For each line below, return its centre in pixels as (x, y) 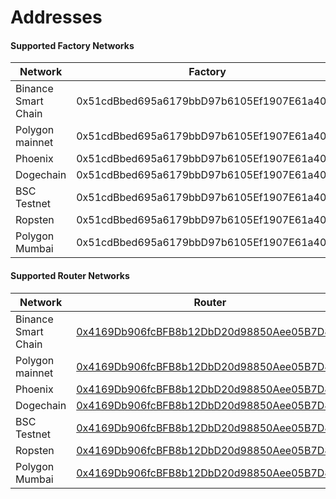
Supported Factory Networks (72, 45)
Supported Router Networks (70, 275)
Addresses (56, 17)
